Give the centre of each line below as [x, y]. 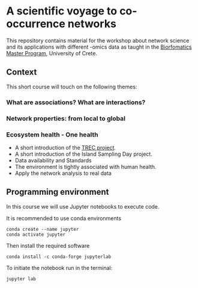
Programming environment [58, 192]
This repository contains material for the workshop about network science [98, 40]
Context [22, 72]
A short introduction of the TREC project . [65, 147]
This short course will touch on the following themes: [72, 87]
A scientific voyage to [62, 11]
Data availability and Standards [53, 160]
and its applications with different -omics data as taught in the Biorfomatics [99, 47]
